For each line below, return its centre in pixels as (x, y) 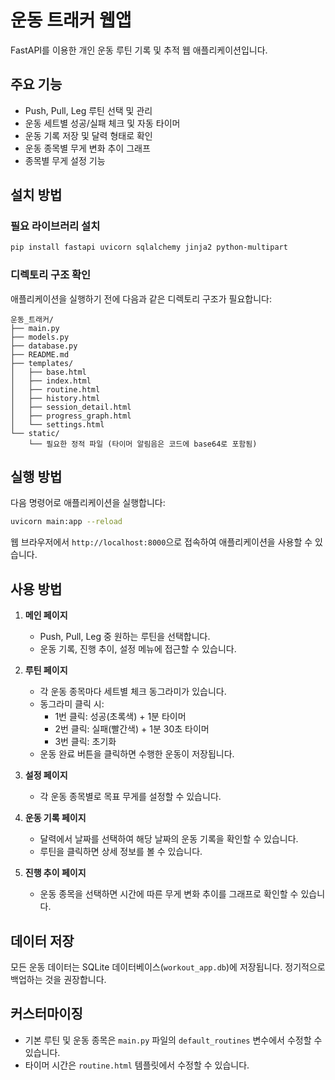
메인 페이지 (46, 615)
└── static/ (35, 433)
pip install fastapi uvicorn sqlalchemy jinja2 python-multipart (149, 247)
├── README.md (40, 354)
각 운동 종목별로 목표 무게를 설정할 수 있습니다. (130, 797)
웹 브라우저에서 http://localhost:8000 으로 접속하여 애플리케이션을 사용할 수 (161, 542)
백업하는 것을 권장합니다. (58, 979)
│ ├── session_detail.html (71, 407)
